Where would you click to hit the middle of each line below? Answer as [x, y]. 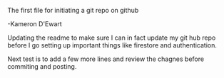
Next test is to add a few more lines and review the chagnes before [106, 59]
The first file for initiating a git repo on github [73, 10]
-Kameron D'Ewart [35, 24]
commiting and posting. [42, 66]
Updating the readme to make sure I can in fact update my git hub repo [112, 38]
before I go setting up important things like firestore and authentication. [112, 45]
